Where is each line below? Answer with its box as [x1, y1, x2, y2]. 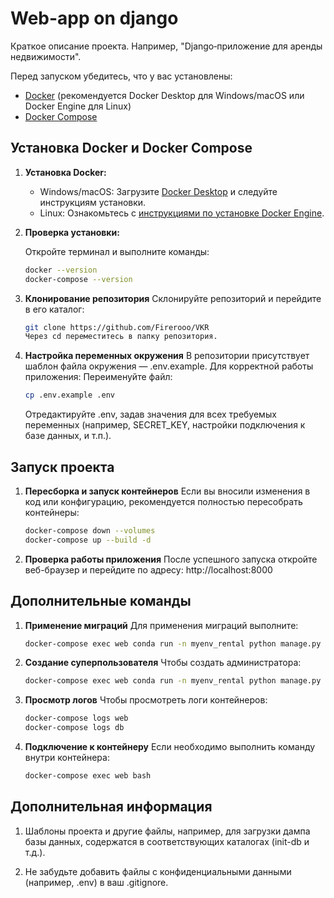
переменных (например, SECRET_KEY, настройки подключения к [24, 419, 306, 431]
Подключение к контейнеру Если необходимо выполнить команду [24, 741, 316, 752]
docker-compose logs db [24, 723, 125, 733]
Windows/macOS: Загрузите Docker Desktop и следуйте [39, 185, 278, 197]
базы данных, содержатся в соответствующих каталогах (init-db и [24, 835, 310, 847]
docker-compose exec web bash [24, 771, 152, 781]
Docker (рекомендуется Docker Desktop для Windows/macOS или [24, 89, 305, 101]
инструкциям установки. [39, 196, 147, 208]
